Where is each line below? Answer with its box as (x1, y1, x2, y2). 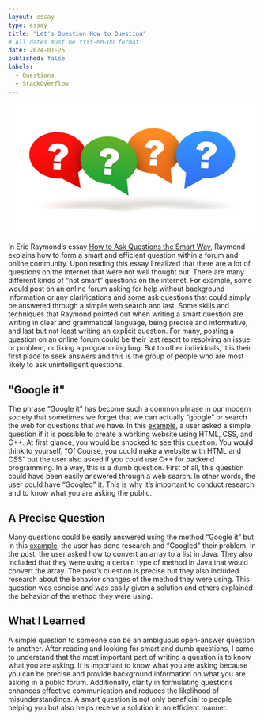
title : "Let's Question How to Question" (8, 29, 147, 37)
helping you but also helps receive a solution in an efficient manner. (8, 703, 228, 712)
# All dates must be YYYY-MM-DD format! (8, 38, 144, 46)
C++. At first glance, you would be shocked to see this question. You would (8, 438, 254, 447)
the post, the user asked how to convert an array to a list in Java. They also (8, 550, 253, 559)
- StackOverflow (15, 79, 69, 87)
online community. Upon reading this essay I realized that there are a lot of (8, 259, 251, 269)
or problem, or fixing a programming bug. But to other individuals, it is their (8, 343, 251, 353)
